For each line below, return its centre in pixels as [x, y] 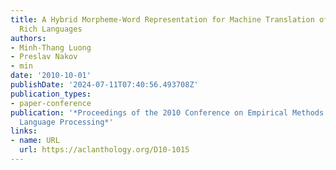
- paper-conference [51, 103]
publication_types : [51, 94]
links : [24, 131]
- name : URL [35, 141]
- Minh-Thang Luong [51, 47]
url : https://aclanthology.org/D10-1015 [104, 150]
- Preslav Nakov [44, 57]
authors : [28, 38]
